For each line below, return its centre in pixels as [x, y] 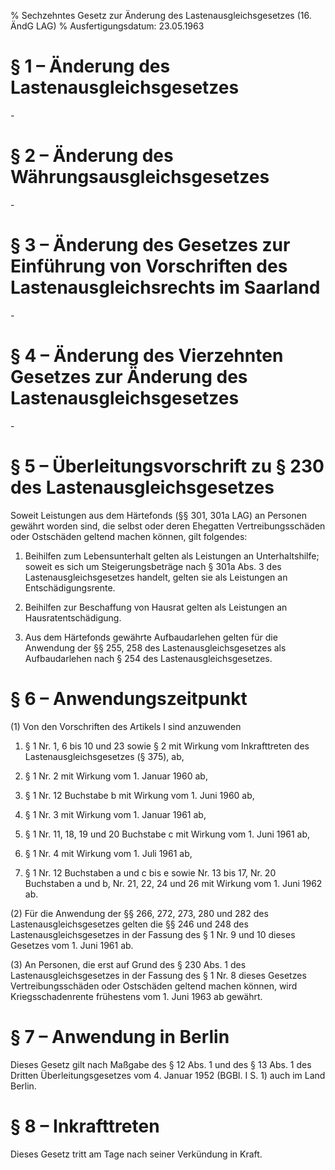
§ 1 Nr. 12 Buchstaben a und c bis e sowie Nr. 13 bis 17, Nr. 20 [150, 872]
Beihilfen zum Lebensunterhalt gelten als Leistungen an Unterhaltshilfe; [172, 556]
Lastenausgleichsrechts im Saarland [165, 287]
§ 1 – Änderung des [90, 66]
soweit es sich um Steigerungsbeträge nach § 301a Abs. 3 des [153, 566]
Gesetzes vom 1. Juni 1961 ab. [72, 945]
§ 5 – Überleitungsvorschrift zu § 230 [167, 466]
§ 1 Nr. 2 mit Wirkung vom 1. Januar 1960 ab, [116, 776]
